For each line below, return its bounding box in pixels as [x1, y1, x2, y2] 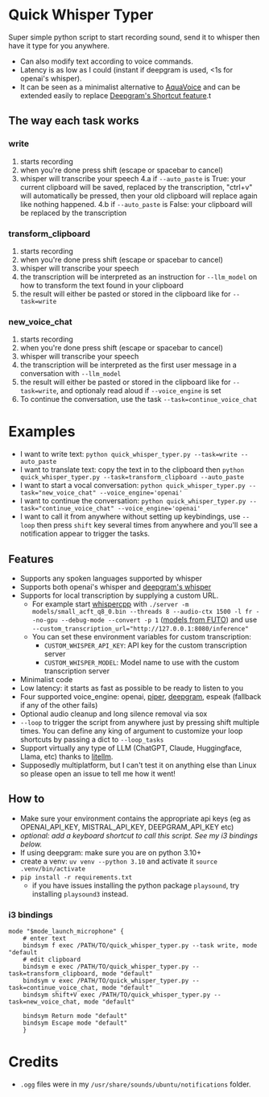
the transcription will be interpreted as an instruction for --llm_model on [19, 271, 258, 281]
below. [19, 839, 43, 849]
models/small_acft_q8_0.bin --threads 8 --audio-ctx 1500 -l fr [31, 607, 253, 615]
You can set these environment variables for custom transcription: [31, 631, 252, 641]
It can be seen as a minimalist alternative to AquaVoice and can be [19, 82, 241, 92]
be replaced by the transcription [19, 208, 127, 217]
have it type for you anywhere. [8, 40, 110, 50]
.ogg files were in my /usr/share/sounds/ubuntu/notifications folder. [19, 1079, 251, 1089]
